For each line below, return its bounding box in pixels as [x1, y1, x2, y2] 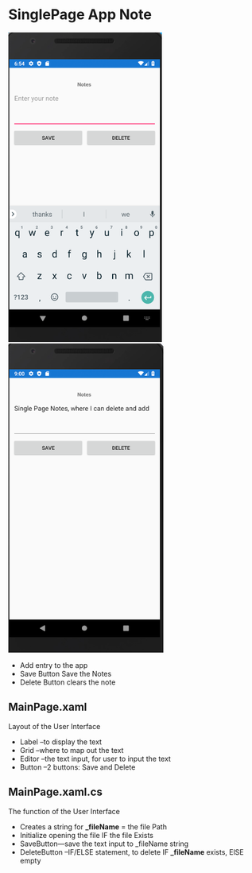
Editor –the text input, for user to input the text [19, 754, 171, 763]
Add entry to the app [19, 660, 88, 669]
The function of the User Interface [8, 806, 121, 816]
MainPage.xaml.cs [8, 786, 103, 799]
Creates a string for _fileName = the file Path [19, 821, 167, 832]
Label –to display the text [19, 737, 102, 747]
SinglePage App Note [8, 6, 153, 24]
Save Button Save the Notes [19, 669, 112, 678]
